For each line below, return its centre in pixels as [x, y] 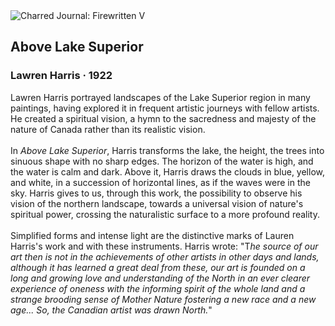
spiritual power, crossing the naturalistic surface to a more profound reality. [165, 214]
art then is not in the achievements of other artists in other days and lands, [165, 256]
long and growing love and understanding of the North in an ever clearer [160, 278]
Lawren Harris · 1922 [61, 76]
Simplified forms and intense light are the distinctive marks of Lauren [152, 235]
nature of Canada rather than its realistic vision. [108, 129]
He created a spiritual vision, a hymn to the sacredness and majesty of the [163, 118]
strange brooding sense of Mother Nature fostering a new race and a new [163, 299]
